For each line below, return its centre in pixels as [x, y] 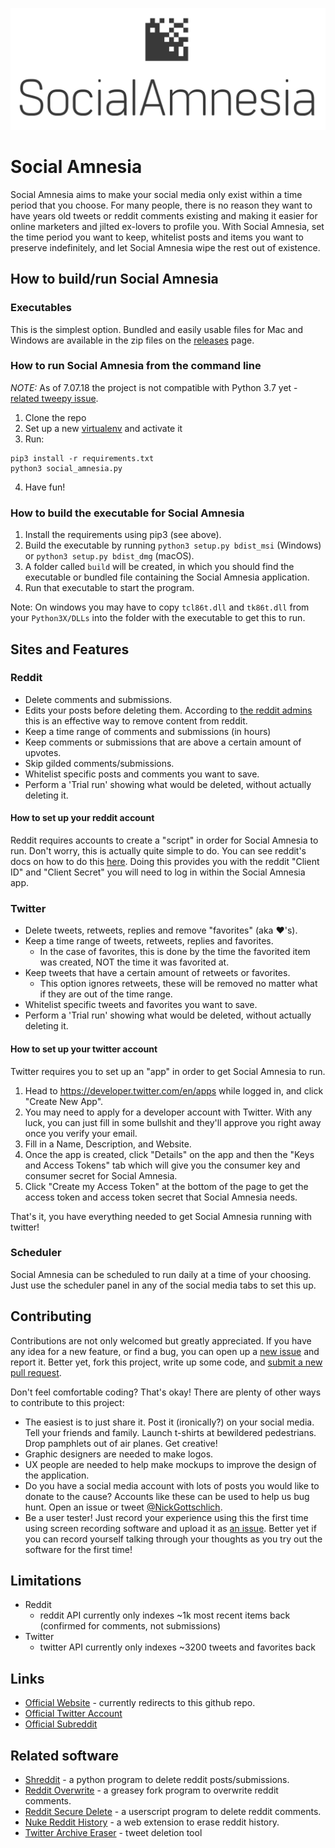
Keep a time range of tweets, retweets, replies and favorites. [149, 941]
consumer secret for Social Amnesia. [101, 1175]
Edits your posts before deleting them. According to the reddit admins [168, 710]
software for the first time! [78, 1549]
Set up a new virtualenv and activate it [103, 428]
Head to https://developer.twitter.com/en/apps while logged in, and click [174, 1090]
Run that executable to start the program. [109, 588]
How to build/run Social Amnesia [114, 279]
